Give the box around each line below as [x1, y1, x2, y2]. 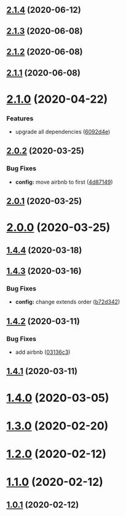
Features [6, 114, 34, 122]
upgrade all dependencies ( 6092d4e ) [15, 128, 111, 136]
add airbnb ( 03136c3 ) [15, 348, 71, 356]
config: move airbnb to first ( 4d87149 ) [15, 178, 113, 186]
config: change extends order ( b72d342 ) [15, 298, 120, 306]
